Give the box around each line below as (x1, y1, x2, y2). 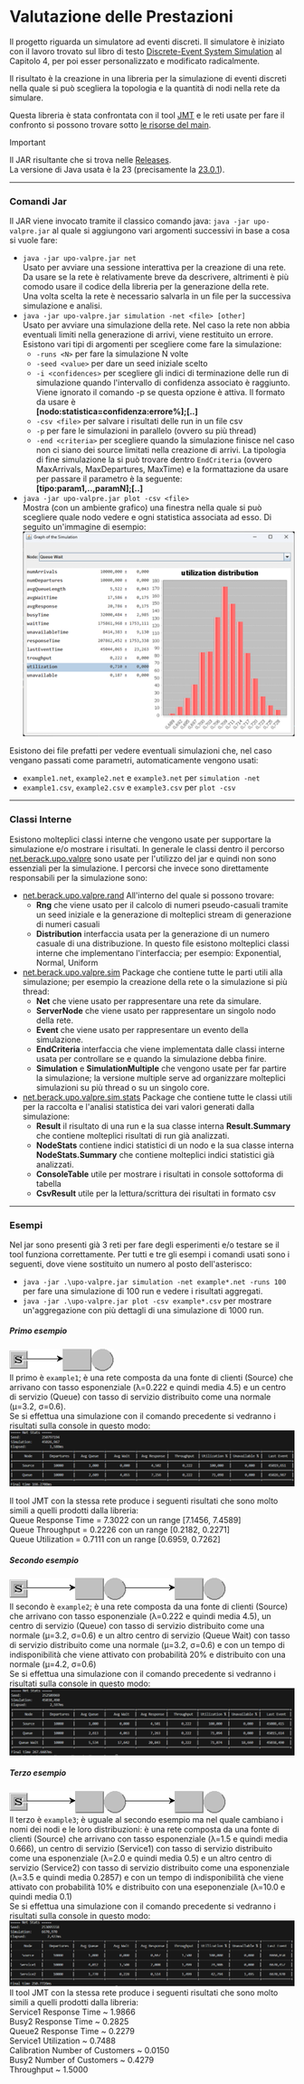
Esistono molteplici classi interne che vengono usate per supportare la (9, 834, 271, 845)
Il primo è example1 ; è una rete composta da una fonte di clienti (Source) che (9, 1372, 294, 1383)
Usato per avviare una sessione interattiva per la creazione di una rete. (22, 262, 287, 273)
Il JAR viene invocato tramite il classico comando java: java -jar (9, 215, 251, 227)
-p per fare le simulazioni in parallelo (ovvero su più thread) (35, 425, 257, 436)
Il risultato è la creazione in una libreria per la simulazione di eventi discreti (9, 72, 287, 83)
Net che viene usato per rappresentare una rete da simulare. (35, 995, 262, 1006)
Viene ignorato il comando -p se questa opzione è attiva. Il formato (35, 387, 285, 398)
